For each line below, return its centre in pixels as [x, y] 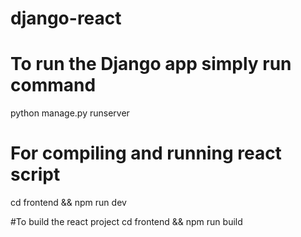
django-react [66, 18]
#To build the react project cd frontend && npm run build [126, 222]
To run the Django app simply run [151, 64]
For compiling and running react [146, 153]
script [35, 174]
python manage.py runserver [70, 113]
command [53, 85]
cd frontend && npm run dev [68, 203]
